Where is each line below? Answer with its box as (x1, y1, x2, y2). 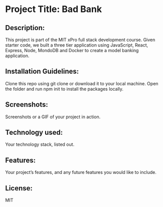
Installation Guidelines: (5, 67, 79, 76)
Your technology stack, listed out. (5, 141, 75, 147)
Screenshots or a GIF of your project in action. (5, 114, 101, 120)
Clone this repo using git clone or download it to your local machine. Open (5, 80, 159, 86)
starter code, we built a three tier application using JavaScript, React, (5, 42, 148, 48)
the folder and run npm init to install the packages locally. (5, 86, 124, 92)
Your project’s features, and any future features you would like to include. (5, 169, 156, 175)
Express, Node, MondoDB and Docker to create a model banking (5, 48, 139, 53)
